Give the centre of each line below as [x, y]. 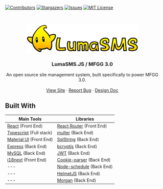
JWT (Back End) [74, 153]
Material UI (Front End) [30, 140]
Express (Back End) [27, 146]
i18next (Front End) [27, 160]
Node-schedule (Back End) [85, 167]
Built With [20, 106]
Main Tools [30, 119]
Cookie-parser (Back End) [84, 160]
